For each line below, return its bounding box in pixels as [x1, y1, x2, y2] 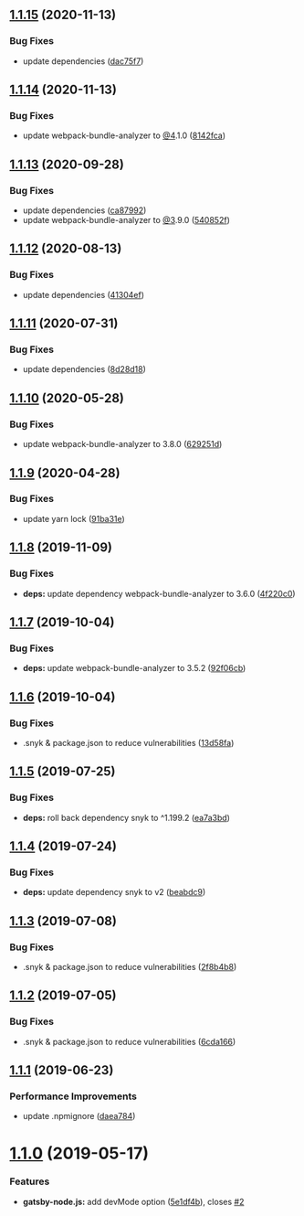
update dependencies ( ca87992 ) [22, 205, 147, 216]
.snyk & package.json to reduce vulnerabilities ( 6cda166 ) [22, 1036, 236, 1047]
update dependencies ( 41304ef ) [22, 289, 144, 300]
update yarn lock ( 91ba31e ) [22, 513, 125, 524]
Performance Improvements [9, 1090, 138, 1103]
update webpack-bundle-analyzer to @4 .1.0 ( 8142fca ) [22, 130, 226, 141]
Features [9, 1175, 50, 1188]
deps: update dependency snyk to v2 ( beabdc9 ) [22, 887, 206, 898]
